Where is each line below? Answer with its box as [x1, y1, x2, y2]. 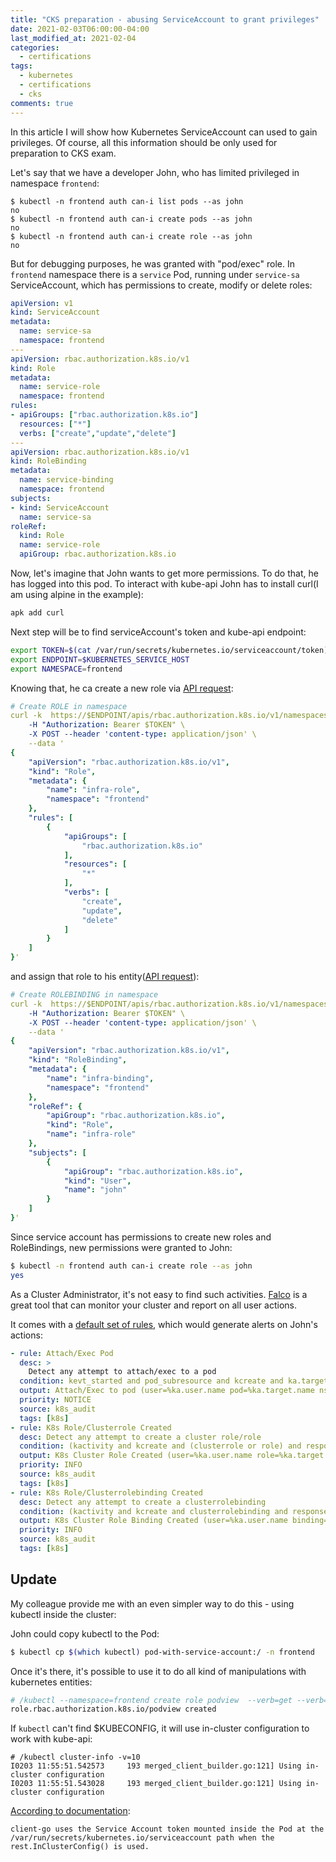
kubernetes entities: [10, 1676, 93, 1688]
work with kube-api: [10, 1733, 93, 1745]
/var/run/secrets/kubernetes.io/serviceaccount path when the [10, 1833, 275, 1843]
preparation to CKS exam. [10, 147, 117, 159]
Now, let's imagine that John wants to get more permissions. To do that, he [10, 567, 319, 579]
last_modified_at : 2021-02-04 [10, 33, 137, 43]
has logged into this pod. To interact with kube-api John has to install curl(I [10, 578, 319, 590]
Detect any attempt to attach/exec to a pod [28, 1367, 217, 1377]
